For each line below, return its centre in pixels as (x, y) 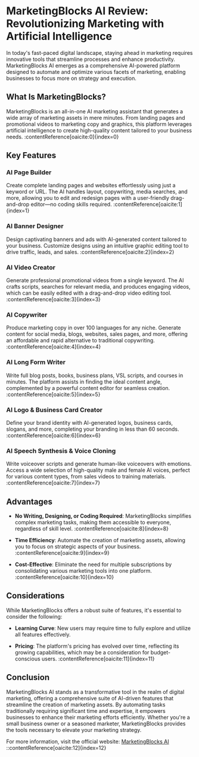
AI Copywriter (27, 314)
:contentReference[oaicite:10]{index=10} (64, 577)
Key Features (31, 155)
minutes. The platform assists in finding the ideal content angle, (84, 381)
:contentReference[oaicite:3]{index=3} (54, 299)
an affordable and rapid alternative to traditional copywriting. (80, 341)
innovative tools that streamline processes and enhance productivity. (91, 59)
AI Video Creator (31, 267)
